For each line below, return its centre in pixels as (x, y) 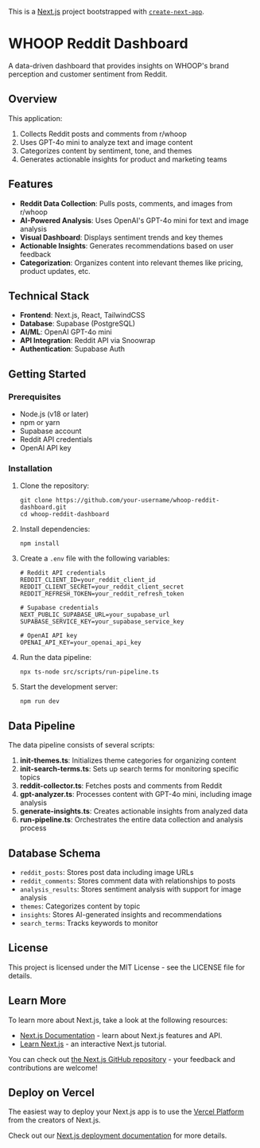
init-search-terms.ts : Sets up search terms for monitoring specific (129, 769)
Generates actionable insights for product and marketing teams (123, 159)
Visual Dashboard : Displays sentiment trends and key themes (121, 237)
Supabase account (50, 431)
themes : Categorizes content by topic (80, 906)
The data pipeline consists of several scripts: (81, 745)
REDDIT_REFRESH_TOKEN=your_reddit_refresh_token (102, 594)
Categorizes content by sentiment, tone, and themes (106, 150)
